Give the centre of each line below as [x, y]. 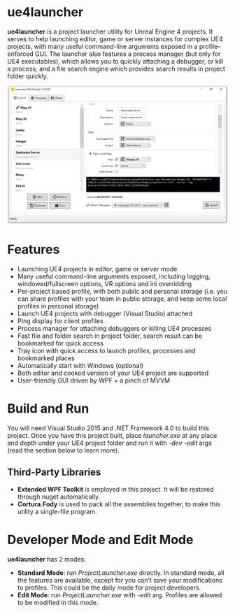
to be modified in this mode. [58, 602]
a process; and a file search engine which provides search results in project [116, 69]
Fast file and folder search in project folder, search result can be [110, 336]
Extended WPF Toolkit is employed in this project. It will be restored [116, 489]
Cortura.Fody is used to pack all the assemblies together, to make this [119, 504]
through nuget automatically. [59, 497]
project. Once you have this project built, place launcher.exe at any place [112, 435]
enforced [20, 54]
